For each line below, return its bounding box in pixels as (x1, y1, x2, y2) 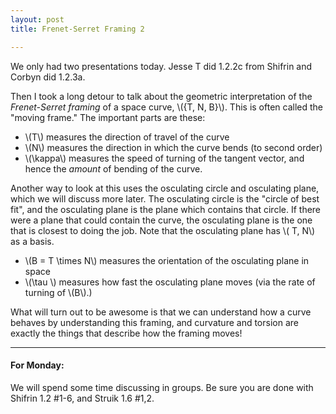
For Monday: (10, 359, 65, 371)
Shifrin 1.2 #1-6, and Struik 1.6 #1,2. (10, 392, 155, 404)
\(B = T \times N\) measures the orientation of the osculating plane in (24, 254, 310, 266)
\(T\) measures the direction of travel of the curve (24, 131, 230, 143)
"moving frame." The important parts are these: (10, 111, 206, 123)
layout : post (10, 14, 65, 25)
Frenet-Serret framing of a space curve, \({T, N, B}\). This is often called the (10, 101, 323, 113)
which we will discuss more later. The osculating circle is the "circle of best (10, 192, 320, 205)
